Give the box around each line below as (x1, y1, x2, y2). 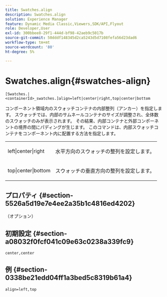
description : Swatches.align (5, 12, 66, 17)
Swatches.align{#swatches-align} (5, 75, 151, 87)
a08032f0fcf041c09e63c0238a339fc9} (5, 237, 134, 246)
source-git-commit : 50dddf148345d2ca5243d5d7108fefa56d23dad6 (5, 36, 137, 41)
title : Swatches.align (5, 7, 52, 13)
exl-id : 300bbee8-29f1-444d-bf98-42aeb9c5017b (5, 31, 104, 36)
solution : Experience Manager (5, 17, 68, 22)
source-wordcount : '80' (5, 45, 55, 50)
